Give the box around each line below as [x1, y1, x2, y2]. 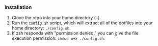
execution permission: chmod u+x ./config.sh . [11, 35, 105, 41]
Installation [4, 4, 32, 11]
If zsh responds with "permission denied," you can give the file [11, 31, 139, 36]
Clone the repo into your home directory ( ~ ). [11, 15, 101, 21]
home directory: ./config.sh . [11, 25, 71, 31]
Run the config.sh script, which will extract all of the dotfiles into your [11, 20, 153, 26]
